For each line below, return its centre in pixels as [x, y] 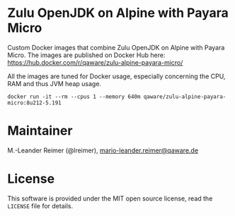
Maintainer [40, 131]
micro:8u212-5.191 [34, 103]
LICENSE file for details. [40, 205]
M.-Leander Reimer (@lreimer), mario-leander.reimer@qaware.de [103, 150]
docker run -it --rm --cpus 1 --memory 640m [74, 97]
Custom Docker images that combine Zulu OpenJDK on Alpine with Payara [116, 47]
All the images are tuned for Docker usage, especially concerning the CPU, [116, 76]
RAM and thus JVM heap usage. [54, 83]
